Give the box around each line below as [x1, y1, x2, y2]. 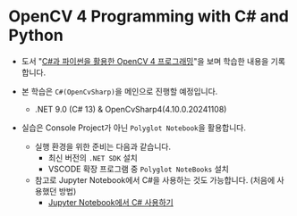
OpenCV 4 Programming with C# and [8, 6, 290, 27]
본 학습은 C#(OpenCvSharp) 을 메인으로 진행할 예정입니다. [21, 86, 218, 96]
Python [8, 25, 64, 46]
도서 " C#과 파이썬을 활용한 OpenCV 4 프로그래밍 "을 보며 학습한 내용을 [21, 55, 269, 66]
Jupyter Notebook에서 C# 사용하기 [47, 196, 174, 207]
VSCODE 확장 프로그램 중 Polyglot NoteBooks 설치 [47, 163, 229, 174]
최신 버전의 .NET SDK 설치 [47, 152, 138, 162]
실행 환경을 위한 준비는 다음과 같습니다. [34, 141, 172, 152]
